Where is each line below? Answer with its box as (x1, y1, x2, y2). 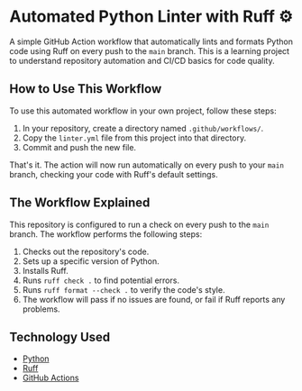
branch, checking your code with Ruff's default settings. (9, 168, 218, 179)
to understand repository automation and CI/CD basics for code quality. (9, 55, 275, 66)
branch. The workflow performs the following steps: (9, 228, 203, 240)
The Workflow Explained (9, 195, 151, 211)
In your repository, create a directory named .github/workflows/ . (22, 123, 264, 133)
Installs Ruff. (22, 265, 69, 276)
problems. (22, 304, 60, 314)
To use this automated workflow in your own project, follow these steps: (9, 105, 277, 116)
